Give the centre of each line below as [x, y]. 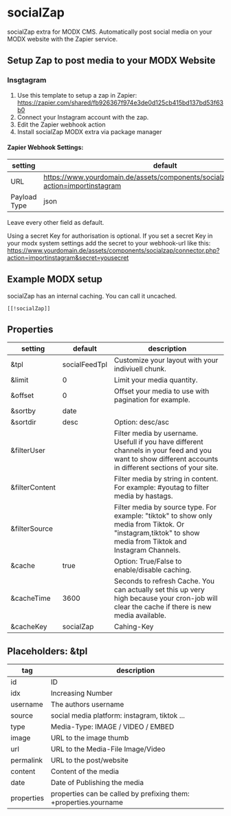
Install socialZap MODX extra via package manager [90, 131]
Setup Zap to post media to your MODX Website [111, 61]
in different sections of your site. [166, 467]
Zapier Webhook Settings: [45, 147]
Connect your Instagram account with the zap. [83, 117]
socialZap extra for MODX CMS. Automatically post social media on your [110, 32]
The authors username [87, 705]
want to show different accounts [166, 459]
